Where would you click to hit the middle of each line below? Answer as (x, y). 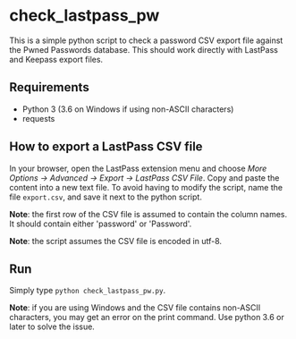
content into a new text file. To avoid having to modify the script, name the (146, 187)
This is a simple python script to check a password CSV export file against (146, 40)
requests (38, 118)
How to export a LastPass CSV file (106, 147)
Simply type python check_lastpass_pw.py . (88, 291)
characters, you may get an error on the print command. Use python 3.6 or (147, 318)
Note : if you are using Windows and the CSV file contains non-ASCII (135, 308)
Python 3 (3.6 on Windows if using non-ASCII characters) (128, 109)
